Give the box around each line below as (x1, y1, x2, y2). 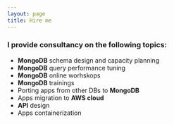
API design (17, 101, 50, 109)
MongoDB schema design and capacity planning (17, 56, 160, 64)
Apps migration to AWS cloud (17, 93, 104, 102)
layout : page (7, 10, 46, 18)
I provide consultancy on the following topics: (7, 40, 168, 50)
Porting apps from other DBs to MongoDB (17, 86, 139, 94)
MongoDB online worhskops (17, 71, 101, 80)
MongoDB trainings (17, 78, 75, 87)
